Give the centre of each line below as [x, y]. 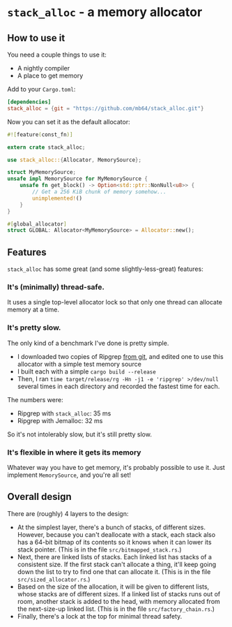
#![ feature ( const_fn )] [40, 134]
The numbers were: [36, 399]
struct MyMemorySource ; [42, 172]
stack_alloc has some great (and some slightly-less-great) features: [105, 269]
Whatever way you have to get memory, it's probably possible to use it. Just [116, 467]
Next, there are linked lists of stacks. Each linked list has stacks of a [115, 556]
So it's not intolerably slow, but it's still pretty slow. [79, 434]
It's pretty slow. [34, 327]
